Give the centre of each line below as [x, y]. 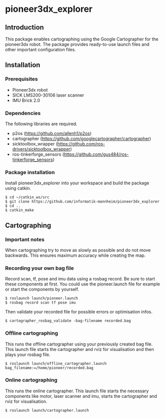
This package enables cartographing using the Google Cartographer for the [82, 39]
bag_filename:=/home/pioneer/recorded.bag [49, 368]
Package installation [30, 172]
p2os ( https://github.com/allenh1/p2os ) [52, 133]
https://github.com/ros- [81, 143]
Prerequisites [21, 79]
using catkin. [18, 188]
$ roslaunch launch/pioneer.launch [42, 298]
